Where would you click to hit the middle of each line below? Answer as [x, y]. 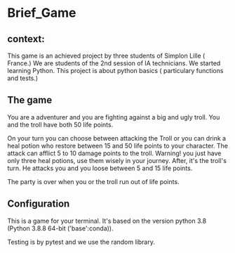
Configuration [39, 204]
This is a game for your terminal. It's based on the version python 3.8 [107, 221]
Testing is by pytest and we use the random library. [81, 242]
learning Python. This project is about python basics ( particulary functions [115, 71]
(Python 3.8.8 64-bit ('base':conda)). [60, 228]
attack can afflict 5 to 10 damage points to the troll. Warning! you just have [114, 153]
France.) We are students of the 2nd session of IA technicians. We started [114, 63]
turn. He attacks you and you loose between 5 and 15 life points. [100, 168]
